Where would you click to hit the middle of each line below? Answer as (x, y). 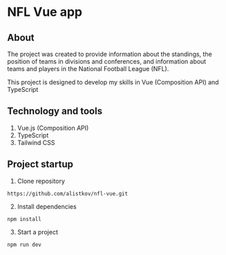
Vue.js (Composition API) (53, 128)
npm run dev (24, 245)
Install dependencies (47, 206)
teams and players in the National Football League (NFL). (88, 69)
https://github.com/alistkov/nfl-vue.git (68, 193)
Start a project (38, 232)
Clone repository (41, 181)
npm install (24, 219)
